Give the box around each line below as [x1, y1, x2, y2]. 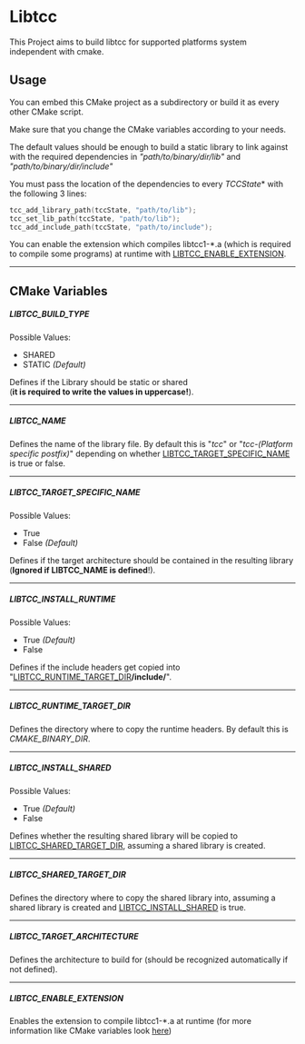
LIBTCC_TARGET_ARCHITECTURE [9, 931, 139, 942]
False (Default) [22, 537, 79, 548]
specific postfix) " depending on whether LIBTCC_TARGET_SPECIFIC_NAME [9, 448, 290, 459]
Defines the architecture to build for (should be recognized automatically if [9, 954, 289, 965]
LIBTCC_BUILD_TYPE [9, 309, 90, 320]
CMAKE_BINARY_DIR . [9, 733, 91, 744]
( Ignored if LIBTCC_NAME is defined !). [9, 564, 156, 575]
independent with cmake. [9, 45, 104, 56]
